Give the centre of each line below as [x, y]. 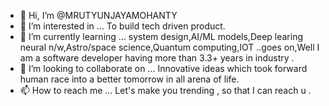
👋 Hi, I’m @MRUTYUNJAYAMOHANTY [98, 15]
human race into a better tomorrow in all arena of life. [129, 79]
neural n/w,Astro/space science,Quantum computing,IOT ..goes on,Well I [169, 47]
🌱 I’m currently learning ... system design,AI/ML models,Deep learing [161, 36]
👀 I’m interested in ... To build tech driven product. [122, 26]
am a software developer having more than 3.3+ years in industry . [157, 58]
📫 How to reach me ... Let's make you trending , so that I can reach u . [165, 90]
